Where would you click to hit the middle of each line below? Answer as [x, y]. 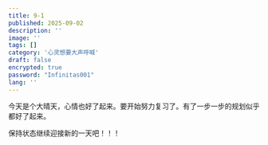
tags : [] [23, 45]
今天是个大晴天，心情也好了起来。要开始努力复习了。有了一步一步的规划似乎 [134, 106]
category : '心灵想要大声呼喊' [54, 53]
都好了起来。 [29, 116]
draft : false [30, 61]
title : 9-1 [26, 16]
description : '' [35, 30]
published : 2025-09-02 [46, 23]
